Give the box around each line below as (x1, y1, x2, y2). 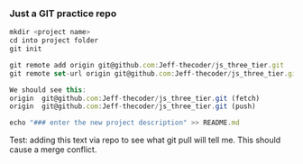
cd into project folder (9, 36, 99, 45)
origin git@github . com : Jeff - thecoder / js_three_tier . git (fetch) (9, 94, 260, 103)
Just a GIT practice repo (9, 7, 117, 20)
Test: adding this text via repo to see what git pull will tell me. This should (9, 134, 281, 146)
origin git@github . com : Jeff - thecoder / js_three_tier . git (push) (9, 102, 256, 111)
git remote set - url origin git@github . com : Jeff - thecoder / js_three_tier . (9, 68, 289, 78)
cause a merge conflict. (9, 144, 97, 155)
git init (9, 44, 42, 54)
